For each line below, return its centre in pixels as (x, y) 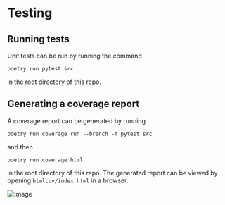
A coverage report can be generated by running (77, 120)
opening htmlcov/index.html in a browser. (68, 180)
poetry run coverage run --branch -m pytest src (80, 134)
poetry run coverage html (45, 160)
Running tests (39, 39)
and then (20, 147)
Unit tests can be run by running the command (75, 56)
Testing (30, 13)
